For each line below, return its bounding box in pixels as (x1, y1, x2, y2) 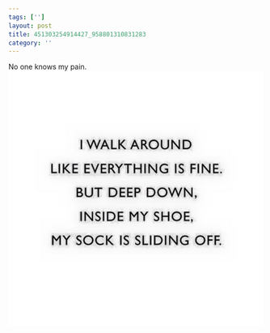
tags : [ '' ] (8, 13, 45, 21)
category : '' (8, 39, 53, 47)
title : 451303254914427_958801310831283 (8, 30, 147, 38)
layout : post (8, 21, 53, 30)
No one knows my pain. (8, 62, 87, 72)
